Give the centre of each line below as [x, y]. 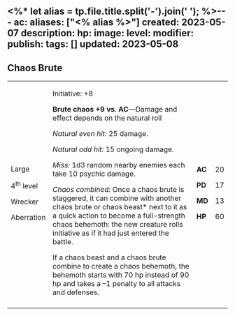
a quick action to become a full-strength [119, 216]
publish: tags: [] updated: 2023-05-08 [93, 44]
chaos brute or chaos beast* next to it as [120, 207]
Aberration [28, 217]
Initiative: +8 [72, 93]
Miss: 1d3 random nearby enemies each [119, 165]
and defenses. [76, 292]
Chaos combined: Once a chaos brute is [118, 190]
